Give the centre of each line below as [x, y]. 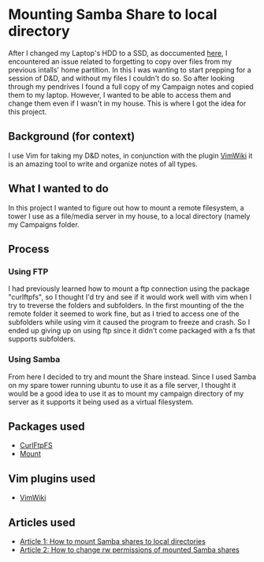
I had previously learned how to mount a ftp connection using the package [129, 288]
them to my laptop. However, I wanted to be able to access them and [120, 95]
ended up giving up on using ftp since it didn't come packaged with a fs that [132, 331]
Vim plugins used [52, 478]
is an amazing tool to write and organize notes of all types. [103, 164]
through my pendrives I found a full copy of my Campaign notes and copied [131, 86]
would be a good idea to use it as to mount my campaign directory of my [126, 393]
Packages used [46, 426]
